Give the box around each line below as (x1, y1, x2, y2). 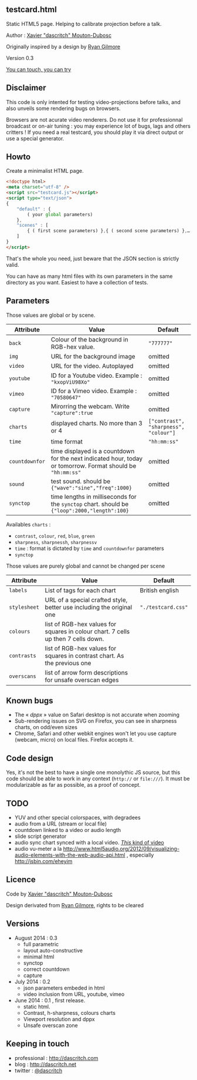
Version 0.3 (6, 54, 34, 61)
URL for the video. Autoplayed (50, 361, 134, 370)
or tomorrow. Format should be (50, 461, 137, 469)
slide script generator (14, 833, 67, 840)
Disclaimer (6, 83, 46, 93)
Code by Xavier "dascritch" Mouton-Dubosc (6, 890, 113, 897)
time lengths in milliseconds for (50, 492, 137, 501)
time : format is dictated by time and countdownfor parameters (14, 545, 164, 552)
